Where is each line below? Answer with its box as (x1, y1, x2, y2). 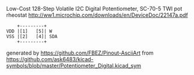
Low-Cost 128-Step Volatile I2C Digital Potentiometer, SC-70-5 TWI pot (6, 5, 183, 12)
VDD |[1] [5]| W (6, 28, 52, 34)
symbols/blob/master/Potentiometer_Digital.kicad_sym (6, 62, 141, 69)
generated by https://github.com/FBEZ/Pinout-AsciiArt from (6, 49, 154, 56)
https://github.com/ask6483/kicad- (6, 56, 94, 62)
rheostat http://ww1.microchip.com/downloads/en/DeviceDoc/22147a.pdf (6, 11, 188, 19)
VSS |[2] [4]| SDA (6, 34, 58, 40)
